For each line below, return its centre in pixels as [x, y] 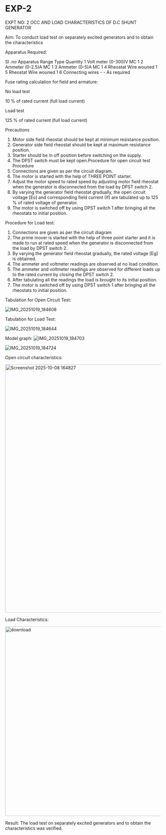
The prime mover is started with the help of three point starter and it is [84, 237]
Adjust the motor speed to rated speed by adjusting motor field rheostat [85, 181]
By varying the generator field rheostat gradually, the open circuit [79, 192]
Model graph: [19, 338]
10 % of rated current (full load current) [45, 101]
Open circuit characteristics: [34, 357]
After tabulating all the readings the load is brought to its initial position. [85, 279]
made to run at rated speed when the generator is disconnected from [83, 243]
